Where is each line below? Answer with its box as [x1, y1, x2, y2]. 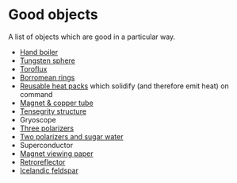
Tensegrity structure [19, 106, 87, 116]
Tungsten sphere [19, 56, 75, 65]
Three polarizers [19, 123, 74, 133]
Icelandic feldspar [19, 165, 79, 175]
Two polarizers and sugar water [19, 131, 124, 141]
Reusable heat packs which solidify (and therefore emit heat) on [19, 81, 230, 91]
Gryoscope [19, 115, 57, 124]
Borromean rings [19, 72, 75, 82]
